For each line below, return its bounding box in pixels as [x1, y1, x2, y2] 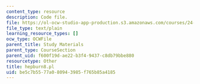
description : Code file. [6, 14, 68, 20]
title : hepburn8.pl [6, 63, 55, 70]
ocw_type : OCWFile [6, 36, 52, 42]
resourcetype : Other [6, 58, 58, 64]
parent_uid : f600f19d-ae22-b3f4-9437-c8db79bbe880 [6, 53, 135, 59]
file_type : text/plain [6, 25, 62, 31]
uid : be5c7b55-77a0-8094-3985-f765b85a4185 [6, 69, 116, 75]
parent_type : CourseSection [6, 47, 76, 53]
